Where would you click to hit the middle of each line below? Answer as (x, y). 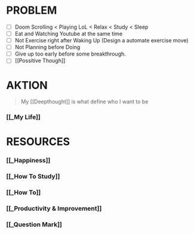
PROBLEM (32, 10)
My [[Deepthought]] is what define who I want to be (84, 101)
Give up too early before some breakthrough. (70, 54)
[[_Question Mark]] (34, 224)
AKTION (27, 85)
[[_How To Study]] (33, 177)
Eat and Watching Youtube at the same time (69, 34)
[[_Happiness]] (28, 161)
